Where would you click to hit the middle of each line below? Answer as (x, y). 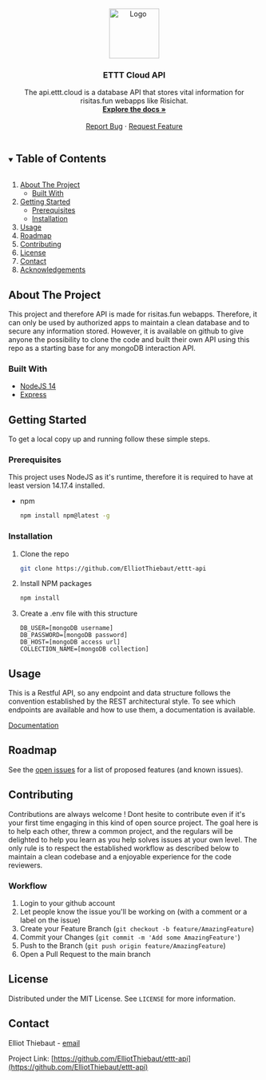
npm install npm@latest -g (65, 516)
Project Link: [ (31, 1058)
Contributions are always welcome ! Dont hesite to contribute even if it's (127, 814)
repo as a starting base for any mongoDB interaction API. (102, 348)
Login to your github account (67, 903)
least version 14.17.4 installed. (57, 486)
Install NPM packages (56, 584)
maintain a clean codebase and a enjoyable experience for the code (120, 856)
